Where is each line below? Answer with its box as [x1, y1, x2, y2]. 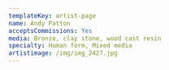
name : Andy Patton [8, 19, 71, 27]
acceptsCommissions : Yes [8, 27, 93, 35]
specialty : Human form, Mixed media [8, 42, 132, 50]
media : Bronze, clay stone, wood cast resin [8, 34, 162, 43]
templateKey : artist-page [8, 11, 96, 20]
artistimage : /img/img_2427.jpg [8, 49, 118, 57]
